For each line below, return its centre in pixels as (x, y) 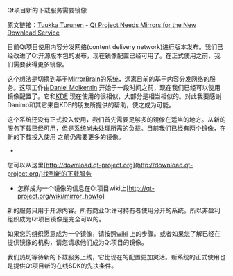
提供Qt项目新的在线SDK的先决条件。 (65, 266)
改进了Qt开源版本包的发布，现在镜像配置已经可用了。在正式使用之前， (114, 55)
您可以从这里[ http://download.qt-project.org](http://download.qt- (100, 165)
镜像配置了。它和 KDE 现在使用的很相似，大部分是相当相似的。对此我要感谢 (114, 96)
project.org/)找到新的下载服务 (50, 174)
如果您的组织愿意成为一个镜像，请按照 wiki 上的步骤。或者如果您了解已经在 (114, 233)
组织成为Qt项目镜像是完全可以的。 (56, 219)
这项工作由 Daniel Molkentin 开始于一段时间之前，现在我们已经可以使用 (120, 88)
